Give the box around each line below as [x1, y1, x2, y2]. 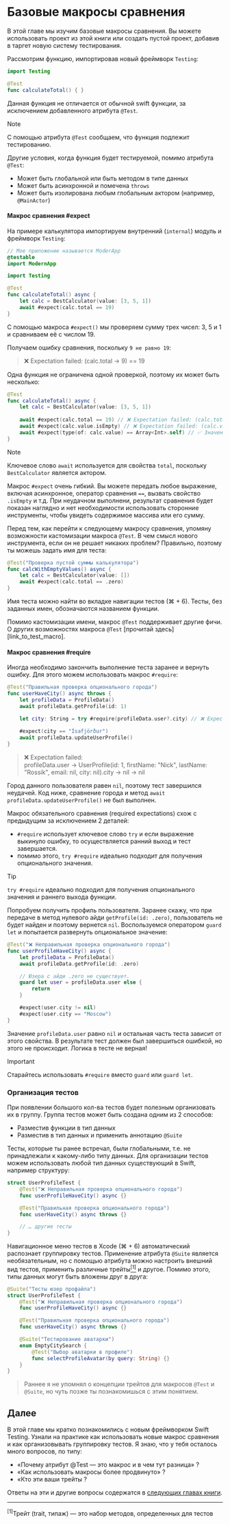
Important [7, 1057, 35, 1065]
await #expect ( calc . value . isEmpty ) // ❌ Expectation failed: [19, 423, 199, 430]
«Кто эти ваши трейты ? [16, 1475, 88, 1484]
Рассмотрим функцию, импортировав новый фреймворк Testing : [7, 54, 199, 62]
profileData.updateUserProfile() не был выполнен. [7, 796, 157, 804]
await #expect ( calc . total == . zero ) [19, 579, 125, 585]
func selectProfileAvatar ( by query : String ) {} [31, 1355, 170, 1362]
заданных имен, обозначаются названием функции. [7, 605, 159, 613]
